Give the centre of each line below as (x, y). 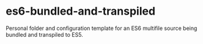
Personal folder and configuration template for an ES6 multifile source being (102, 28)
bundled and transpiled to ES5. (44, 34)
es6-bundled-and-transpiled (81, 11)
